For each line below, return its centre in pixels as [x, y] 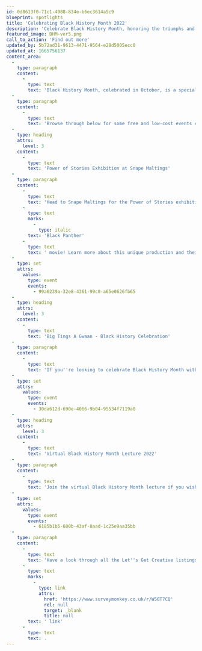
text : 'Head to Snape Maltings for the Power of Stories [100, 202]
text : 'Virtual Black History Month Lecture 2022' [93, 454]
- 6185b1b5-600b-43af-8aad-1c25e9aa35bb [84, 526]
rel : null [56, 605]
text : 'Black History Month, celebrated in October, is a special [113, 90]
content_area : [24, 57]
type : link [52, 588]
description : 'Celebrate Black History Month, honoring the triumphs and [101, 29]
